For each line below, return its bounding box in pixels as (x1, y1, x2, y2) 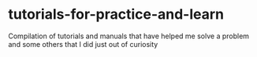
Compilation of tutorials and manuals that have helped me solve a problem (8, 31, 250, 41)
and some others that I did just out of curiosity (8, 39, 158, 48)
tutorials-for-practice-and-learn (8, 5, 225, 23)
